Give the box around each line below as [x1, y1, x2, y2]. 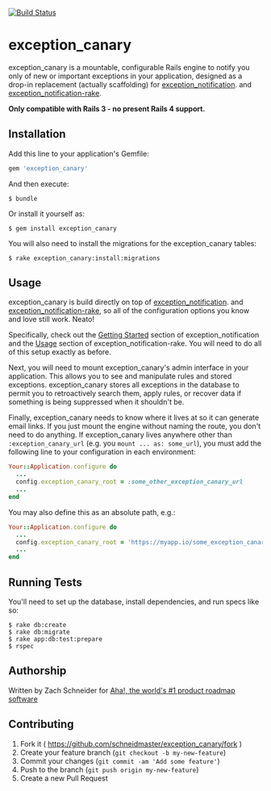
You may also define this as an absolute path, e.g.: [8, 507, 176, 517]
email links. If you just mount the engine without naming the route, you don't [8, 421, 261, 431]
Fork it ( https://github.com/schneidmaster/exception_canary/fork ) [19, 739, 242, 748]
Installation [8, 128, 66, 141]
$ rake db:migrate [8, 628, 70, 636]
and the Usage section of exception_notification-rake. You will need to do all [8, 339, 262, 349]
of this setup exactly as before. [8, 347, 111, 357]
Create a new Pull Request [19, 773, 109, 783]
